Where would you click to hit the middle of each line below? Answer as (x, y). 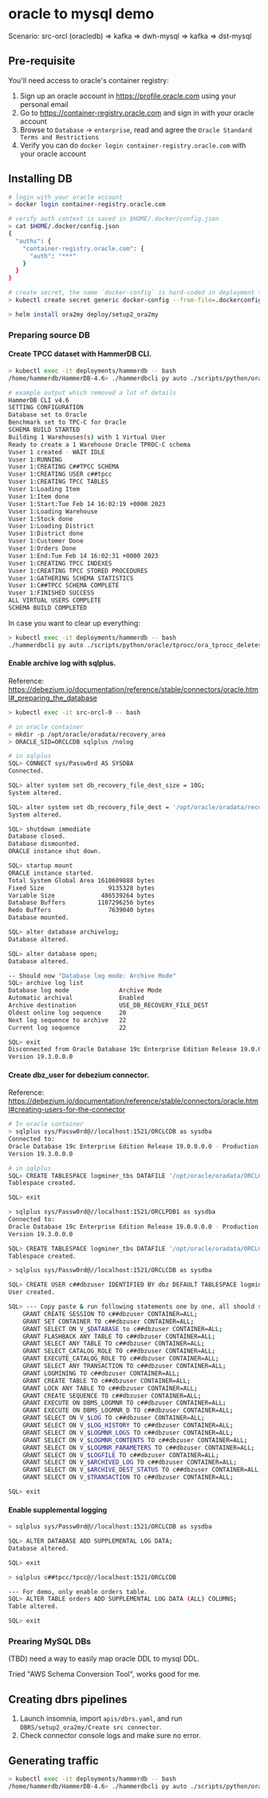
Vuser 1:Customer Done (46, 541)
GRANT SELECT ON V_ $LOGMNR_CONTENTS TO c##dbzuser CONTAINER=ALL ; (135, 1440)
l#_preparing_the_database (53, 697)
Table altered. (33, 1606)
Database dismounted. (44, 844)
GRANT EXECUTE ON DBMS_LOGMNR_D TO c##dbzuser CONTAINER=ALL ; (128, 1411)
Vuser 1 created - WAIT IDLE (57, 452)
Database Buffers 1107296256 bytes (82, 903)
